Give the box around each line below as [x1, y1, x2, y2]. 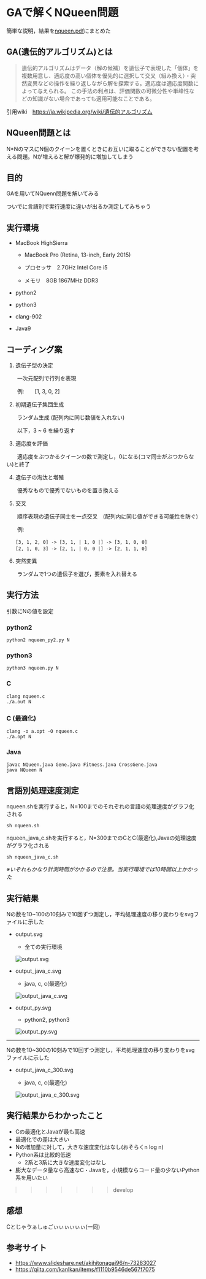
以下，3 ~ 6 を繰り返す [17, 427, 75, 434]
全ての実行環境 [24, 943, 63, 950]
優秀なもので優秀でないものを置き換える [17, 487, 120, 494]
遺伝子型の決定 [15, 361, 53, 369]
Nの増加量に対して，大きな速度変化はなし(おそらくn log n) [15, 1143, 164, 1151]
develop [113, 1186, 134, 1194]
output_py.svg [15, 1004, 51, 1011]
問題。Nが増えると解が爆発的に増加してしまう [17, 153, 134, 160]
